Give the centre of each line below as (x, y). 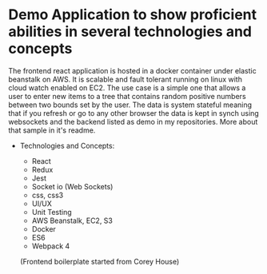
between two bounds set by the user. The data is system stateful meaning (130, 105)
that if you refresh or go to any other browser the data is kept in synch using (134, 113)
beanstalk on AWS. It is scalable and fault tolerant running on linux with (125, 79)
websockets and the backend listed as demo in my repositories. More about (133, 121)
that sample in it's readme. (52, 130)
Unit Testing (52, 212)
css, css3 (48, 195)
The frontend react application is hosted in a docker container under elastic (133, 70)
